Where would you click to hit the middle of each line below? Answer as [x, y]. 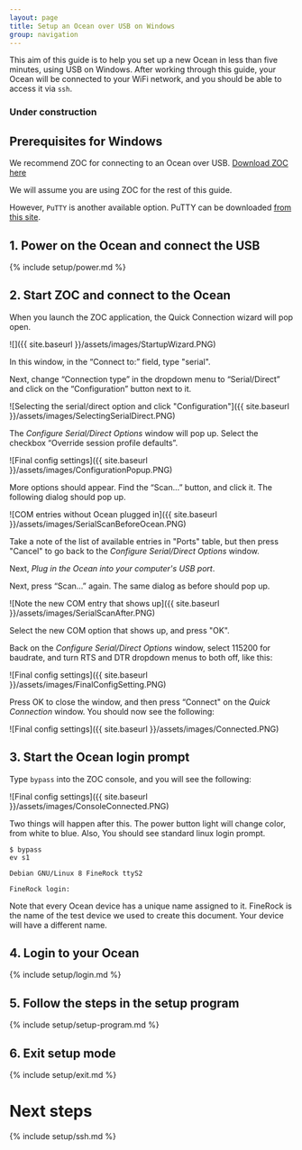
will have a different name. [59, 925]
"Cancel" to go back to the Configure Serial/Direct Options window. [134, 551]
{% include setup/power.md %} [68, 267]
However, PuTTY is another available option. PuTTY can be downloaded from [151, 207]
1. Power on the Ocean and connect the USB [135, 246]
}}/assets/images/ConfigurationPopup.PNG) [91, 470]
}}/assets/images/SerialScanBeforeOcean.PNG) [98, 524]
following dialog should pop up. [68, 497]
